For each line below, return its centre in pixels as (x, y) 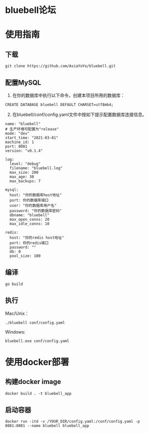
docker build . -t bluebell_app (38, 393)
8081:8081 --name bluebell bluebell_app (47, 426)
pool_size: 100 (25, 256)
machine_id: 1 (20, 142)
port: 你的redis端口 (29, 243)
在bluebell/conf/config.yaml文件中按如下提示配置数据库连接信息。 (79, 115)
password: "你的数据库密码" (36, 211)
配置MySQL (23, 82)
